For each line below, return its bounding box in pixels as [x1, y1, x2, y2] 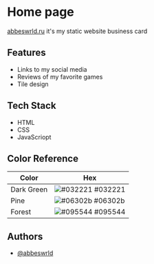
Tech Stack [7, 100, 56, 112]
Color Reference [7, 152, 79, 164]
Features [7, 47, 46, 59]
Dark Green [10, 185, 48, 194]
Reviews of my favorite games [16, 72, 103, 81]
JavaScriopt [16, 132, 52, 141]
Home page [7, 4, 74, 20]
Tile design [16, 80, 49, 88]
